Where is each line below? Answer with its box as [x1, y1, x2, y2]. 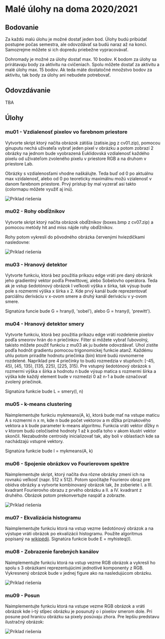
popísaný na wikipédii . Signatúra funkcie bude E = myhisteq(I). [5, 536, 132, 542]
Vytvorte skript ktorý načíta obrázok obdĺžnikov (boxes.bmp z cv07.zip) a [5, 219, 154, 225]
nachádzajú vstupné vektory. [5, 438, 64, 444]
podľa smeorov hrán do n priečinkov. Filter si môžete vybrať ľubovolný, [5, 337, 149, 343]
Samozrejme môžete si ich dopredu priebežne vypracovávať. [5, 47, 129, 52]
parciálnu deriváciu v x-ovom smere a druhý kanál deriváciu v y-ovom [5, 293, 147, 299]
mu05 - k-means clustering [5, 401, 72, 408]
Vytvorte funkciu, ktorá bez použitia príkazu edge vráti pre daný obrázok [5, 273, 153, 279]
